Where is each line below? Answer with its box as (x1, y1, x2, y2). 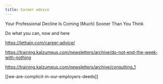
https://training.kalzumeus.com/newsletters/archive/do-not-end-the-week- (5, 49, 158, 55)
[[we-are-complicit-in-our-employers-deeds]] (5, 73, 98, 79)
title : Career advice (5, 7, 50, 12)
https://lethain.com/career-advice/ (5, 40, 75, 46)
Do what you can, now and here (5, 30, 70, 36)
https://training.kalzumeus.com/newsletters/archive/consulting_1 (5, 64, 136, 70)
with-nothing (5, 55, 31, 60)
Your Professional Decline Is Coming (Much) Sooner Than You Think (5, 21, 144, 27)
